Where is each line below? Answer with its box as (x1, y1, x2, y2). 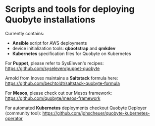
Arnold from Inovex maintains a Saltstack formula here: (5, 75, 118, 81)
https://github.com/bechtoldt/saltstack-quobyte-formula (5, 80, 120, 86)
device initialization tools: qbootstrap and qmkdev (12, 45, 116, 51)
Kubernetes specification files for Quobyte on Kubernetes (12, 51, 131, 57)
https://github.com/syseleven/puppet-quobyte (5, 65, 100, 71)
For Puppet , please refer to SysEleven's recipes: (5, 60, 104, 66)
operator (5, 115, 23, 121)
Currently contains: (5, 30, 45, 36)
